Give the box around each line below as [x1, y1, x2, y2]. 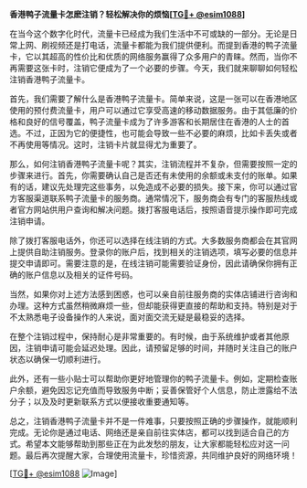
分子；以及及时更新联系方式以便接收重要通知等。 [9, 397, 194, 407]
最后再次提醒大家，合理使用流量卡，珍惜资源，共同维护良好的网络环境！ [25, 450, 298, 461]
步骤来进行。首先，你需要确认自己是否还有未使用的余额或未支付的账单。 [9, 170, 281, 181]
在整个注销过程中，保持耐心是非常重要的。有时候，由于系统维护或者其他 [9, 331, 281, 342]
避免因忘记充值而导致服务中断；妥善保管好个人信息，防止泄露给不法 [40, 385, 298, 396]
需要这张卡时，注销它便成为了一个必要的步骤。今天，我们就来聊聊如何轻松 [16, 63, 298, 73]
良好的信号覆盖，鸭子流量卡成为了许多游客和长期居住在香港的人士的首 [25, 116, 290, 127]
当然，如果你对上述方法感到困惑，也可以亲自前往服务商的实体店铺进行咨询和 [9, 289, 298, 300]
